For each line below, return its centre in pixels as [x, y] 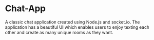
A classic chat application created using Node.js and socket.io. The [73, 22]
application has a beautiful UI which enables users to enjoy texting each [77, 27]
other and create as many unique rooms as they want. [59, 32]
